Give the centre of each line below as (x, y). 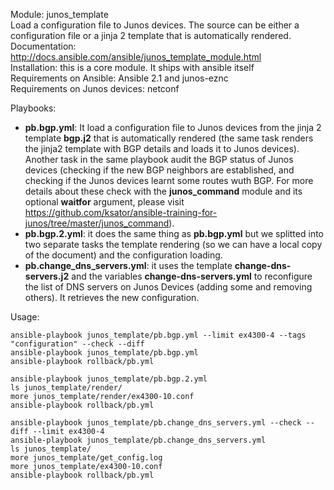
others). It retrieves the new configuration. (112, 297)
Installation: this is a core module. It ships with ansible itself (132, 67)
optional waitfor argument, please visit (104, 202)
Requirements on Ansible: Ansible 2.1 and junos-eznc (119, 78)
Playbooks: (33, 108)
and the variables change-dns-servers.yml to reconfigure (192, 276)
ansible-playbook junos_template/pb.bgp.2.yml (109, 379)
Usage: (25, 317)
